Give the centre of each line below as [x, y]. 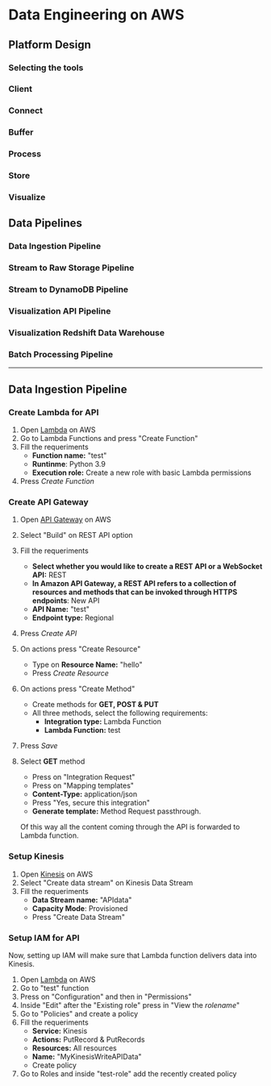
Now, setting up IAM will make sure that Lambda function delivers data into [133, 955]
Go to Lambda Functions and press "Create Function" [109, 439]
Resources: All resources [74, 1048]
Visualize [27, 198]
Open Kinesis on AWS [56, 874]
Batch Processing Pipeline [61, 354]
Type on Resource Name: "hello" [87, 665]
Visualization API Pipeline [60, 311]
